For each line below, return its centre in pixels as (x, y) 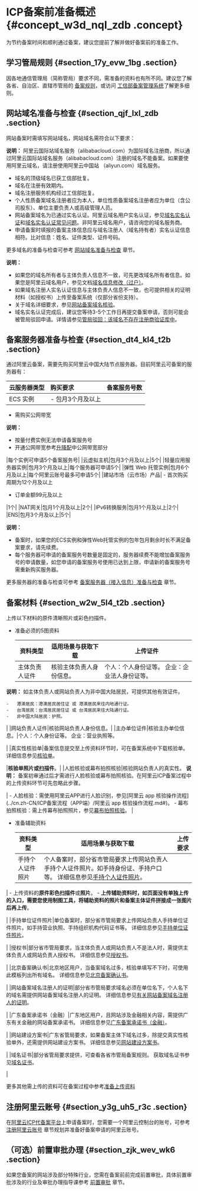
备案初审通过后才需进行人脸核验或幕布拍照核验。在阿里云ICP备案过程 (102, 775)
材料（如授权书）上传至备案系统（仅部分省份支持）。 (78, 297)
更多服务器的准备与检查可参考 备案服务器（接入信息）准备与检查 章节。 (93, 582)
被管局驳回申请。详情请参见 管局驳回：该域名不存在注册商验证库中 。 (97, 319)
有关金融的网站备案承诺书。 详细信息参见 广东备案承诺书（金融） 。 (90, 1022)
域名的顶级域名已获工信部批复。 (53, 178)
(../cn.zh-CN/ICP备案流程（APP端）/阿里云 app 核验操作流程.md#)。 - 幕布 (97, 803)
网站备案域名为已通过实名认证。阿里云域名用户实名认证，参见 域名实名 (100, 215)
